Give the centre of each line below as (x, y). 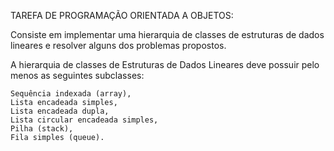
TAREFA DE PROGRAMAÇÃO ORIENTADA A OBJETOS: (122, 15)
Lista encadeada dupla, (60, 111)
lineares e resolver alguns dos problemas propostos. (118, 45)
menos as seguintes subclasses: (77, 75)
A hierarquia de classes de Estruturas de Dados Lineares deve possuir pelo (165, 64)
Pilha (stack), (42, 129)
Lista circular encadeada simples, (84, 120)
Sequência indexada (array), (71, 94)
